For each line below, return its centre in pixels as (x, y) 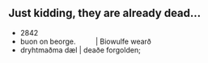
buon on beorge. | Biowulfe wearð (86, 41)
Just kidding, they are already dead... (105, 13)
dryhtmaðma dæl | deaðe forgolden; (81, 50)
